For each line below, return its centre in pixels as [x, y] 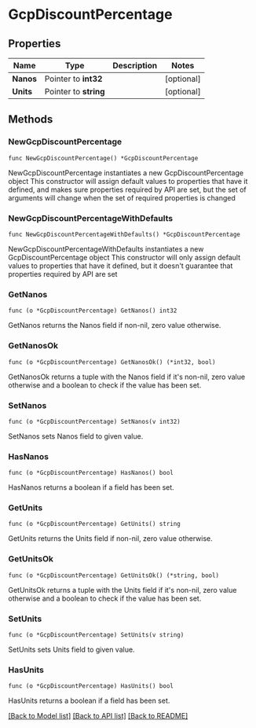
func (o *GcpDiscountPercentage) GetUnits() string [94, 524]
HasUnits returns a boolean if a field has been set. [89, 700]
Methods [31, 119]
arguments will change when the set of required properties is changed [122, 197]
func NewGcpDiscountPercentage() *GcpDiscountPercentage [103, 158]
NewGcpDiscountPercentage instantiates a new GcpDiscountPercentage [126, 173]
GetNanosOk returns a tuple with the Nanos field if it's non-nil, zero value [127, 377]
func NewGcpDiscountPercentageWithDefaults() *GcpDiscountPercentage [124, 234]
